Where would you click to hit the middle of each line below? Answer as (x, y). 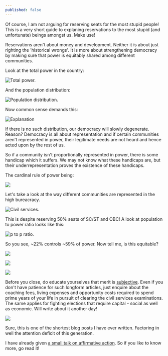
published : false (23, 10)
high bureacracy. (23, 200)
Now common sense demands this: (42, 109)
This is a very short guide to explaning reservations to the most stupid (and (83, 29)
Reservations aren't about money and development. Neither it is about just (82, 44)
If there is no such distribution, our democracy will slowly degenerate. (77, 129)
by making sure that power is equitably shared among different (70, 55)
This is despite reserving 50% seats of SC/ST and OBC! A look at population (84, 219)
